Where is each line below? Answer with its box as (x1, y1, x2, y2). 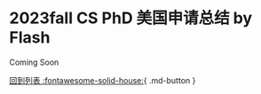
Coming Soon (9, 57, 59, 67)
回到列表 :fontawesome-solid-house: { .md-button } (9, 74, 196, 85)
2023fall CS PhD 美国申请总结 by (9, 8, 253, 28)
